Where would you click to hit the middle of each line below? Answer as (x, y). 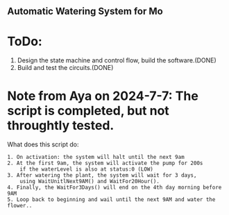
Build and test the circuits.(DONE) (65, 68)
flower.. (20, 206)
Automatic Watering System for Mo (85, 11)
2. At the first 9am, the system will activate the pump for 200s (105, 163)
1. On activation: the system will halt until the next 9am (96, 157)
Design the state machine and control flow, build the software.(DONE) (117, 60)
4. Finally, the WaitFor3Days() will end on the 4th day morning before (114, 188)
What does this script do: (43, 144)
